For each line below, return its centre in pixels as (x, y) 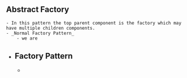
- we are (27, 38)
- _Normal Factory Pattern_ (40, 33)
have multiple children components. (51, 28)
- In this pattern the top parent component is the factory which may (94, 23)
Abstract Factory (38, 10)
